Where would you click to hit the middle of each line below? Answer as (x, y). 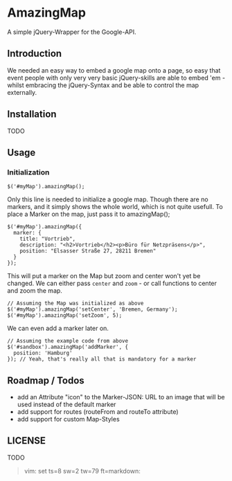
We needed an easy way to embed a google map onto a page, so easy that (114, 70)
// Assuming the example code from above (68, 341)
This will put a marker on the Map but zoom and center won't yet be (104, 276)
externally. (22, 92)
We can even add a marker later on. (58, 328)
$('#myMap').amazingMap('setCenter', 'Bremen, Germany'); (92, 309)
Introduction (35, 54)
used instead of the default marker (66, 405)
